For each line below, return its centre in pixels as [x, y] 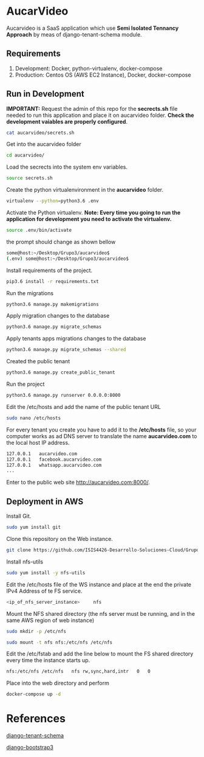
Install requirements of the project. [49, 270]
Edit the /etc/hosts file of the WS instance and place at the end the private [99, 584]
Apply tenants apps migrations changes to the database [76, 338]
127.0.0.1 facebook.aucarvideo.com [54, 459]
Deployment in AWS [45, 501]
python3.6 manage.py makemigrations [53, 304]
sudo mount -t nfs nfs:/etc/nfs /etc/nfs [59, 642]
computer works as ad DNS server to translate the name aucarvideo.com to [102, 436]
